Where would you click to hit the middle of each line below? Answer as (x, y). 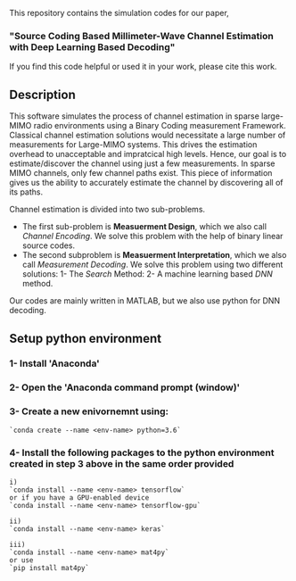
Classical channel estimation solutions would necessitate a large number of (148, 135)
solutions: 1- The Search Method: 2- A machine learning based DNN (148, 274)
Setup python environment (86, 338)
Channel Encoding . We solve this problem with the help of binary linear (152, 237)
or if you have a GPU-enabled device (79, 498)
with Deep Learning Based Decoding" (92, 46)
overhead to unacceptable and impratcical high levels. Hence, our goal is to (148, 154)
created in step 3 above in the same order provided (122, 463)
